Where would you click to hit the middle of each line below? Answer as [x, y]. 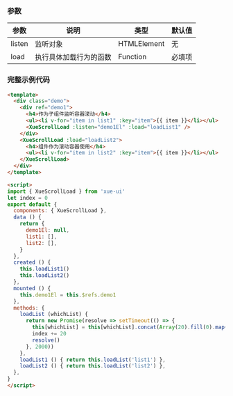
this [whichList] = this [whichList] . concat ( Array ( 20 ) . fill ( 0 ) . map [129, 327]
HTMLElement [141, 44]
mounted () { [32, 288]
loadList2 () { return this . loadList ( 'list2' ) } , [93, 366]
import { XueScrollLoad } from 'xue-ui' [67, 191]
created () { [32, 262]
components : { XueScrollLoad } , [60, 211]
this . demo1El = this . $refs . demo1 [68, 295]
